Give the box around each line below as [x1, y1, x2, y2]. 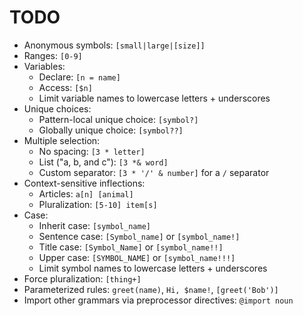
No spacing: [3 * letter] [38, 145, 146, 157]
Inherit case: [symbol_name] [38, 219, 151, 231]
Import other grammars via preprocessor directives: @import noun [23, 294, 294, 306]
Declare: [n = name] [38, 71, 121, 83]
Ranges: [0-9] [23, 49, 83, 61]
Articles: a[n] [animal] [38, 187, 134, 200]
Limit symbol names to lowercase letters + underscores [38, 262, 268, 274]
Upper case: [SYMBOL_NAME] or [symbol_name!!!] [38, 251, 236, 263]
